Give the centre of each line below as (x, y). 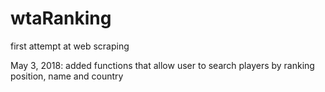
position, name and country (67, 76)
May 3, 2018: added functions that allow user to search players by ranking (162, 65)
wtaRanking (61, 18)
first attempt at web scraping (70, 46)
